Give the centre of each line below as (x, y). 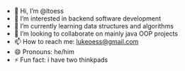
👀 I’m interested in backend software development (88, 18)
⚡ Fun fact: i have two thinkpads (61, 60)
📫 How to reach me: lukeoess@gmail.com (76, 42)
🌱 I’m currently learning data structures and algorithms (94, 26)
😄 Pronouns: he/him (44, 52)
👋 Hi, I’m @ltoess (39, 11)
